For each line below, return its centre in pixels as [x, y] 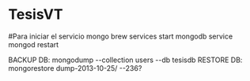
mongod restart [34, 44]
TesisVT [36, 15]
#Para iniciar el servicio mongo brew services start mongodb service [121, 36]
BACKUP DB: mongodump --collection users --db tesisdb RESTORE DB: [125, 60]
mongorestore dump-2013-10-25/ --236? [75, 68]
